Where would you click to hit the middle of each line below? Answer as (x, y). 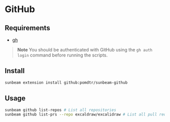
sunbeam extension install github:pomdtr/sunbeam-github (66, 82)
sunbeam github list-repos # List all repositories (60, 110)
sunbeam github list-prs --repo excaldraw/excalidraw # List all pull (81, 114)
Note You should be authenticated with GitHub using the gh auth (85, 50)
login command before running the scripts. (62, 55)
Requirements (27, 28)
